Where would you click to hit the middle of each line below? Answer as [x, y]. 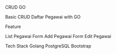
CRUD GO [15, 7]
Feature [13, 26]
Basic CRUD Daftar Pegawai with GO [43, 17]
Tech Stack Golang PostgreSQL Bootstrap [48, 46]
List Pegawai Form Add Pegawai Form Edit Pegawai [58, 36]
